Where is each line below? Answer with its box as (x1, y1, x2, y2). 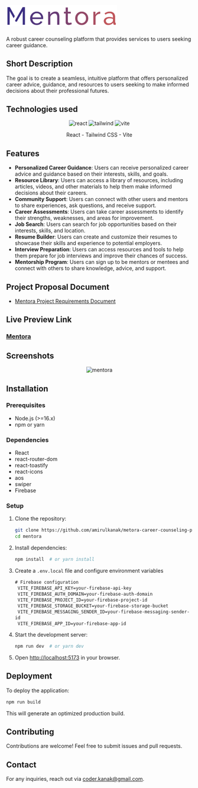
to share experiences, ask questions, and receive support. (14, 202, 157, 209)
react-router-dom (14, 456, 58, 463)
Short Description (6, 59, 73, 69)
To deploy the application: (6, 687, 70, 694)
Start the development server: (14, 631, 88, 638)
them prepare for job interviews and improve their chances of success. (14, 252, 188, 259)
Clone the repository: (14, 515, 67, 522)
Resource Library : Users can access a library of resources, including (14, 177, 183, 184)
